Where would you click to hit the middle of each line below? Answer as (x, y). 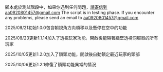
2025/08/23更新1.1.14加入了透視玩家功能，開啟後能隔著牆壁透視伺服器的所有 (81, 38)
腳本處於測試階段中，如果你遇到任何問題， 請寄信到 (56, 7)
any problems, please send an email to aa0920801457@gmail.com (72, 18)
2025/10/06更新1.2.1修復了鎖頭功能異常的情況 (51, 65)
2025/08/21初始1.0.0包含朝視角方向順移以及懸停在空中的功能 (66, 28)
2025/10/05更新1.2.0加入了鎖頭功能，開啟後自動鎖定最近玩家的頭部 (72, 54)
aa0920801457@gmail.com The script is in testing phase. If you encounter (80, 13)
